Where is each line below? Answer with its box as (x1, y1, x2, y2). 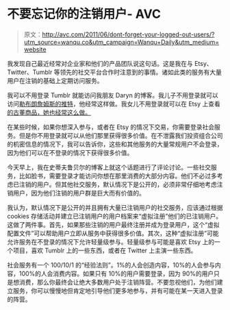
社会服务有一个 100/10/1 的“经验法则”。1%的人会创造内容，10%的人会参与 (7, 261, 216, 269)
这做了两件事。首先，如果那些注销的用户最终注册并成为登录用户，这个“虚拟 (7, 220, 220, 228)
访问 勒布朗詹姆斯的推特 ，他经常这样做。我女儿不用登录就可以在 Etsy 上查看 (7, 99, 220, 108)
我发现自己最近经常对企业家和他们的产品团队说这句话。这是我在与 (7, 59, 193, 67)
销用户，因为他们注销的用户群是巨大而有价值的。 (7, 189, 145, 197)
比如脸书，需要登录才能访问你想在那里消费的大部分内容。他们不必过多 (18, 171, 217, 180)
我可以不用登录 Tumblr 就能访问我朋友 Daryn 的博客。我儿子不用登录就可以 (7, 91, 219, 99)
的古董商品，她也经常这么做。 (7, 108, 91, 117)
